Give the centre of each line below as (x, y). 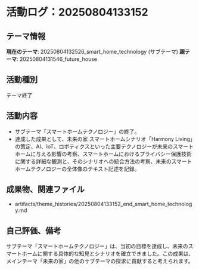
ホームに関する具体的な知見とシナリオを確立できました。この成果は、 (108, 254)
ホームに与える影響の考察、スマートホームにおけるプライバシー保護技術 (103, 154)
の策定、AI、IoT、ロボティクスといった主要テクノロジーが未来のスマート (104, 146)
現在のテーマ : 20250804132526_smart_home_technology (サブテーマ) (92, 52)
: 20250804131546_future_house (57, 59)
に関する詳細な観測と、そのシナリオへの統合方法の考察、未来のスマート (103, 161)
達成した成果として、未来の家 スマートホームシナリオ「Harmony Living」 (104, 139)
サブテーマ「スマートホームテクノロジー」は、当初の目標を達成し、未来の (97, 246)
